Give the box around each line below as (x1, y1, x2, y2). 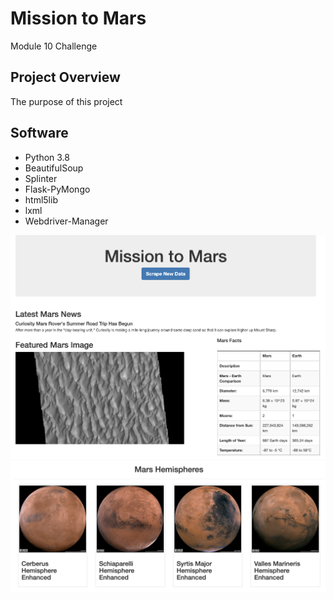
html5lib (24, 193, 58, 206)
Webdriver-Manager (24, 215, 109, 227)
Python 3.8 (24, 151, 70, 163)
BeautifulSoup (24, 162, 84, 174)
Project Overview (10, 69, 121, 86)
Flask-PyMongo (24, 183, 91, 195)
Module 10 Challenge (10, 40, 98, 52)
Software (10, 125, 69, 142)
